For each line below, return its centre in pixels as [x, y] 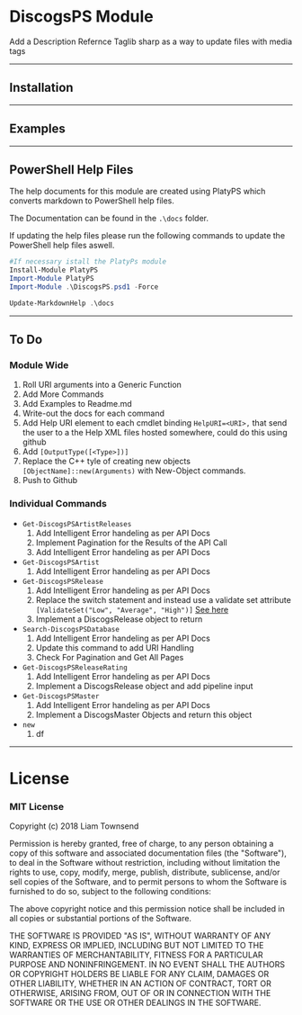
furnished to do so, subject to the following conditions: [110, 892]
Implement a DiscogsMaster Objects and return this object [144, 714]
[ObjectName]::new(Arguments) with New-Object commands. [134, 471]
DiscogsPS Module [82, 17]
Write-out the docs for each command [93, 413]
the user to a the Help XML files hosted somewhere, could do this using [155, 433]
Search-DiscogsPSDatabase [71, 629]
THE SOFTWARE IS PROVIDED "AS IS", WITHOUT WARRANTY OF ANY [140, 936]
